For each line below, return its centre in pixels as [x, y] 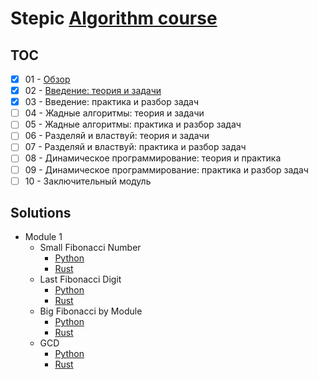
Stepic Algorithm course [114, 18]
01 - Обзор [47, 79]
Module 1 [43, 237]
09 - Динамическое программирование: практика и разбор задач [166, 169]
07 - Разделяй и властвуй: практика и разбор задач [135, 147]
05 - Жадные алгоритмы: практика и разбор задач [133, 124]
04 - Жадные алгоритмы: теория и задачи [114, 113]
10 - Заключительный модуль [88, 181]
